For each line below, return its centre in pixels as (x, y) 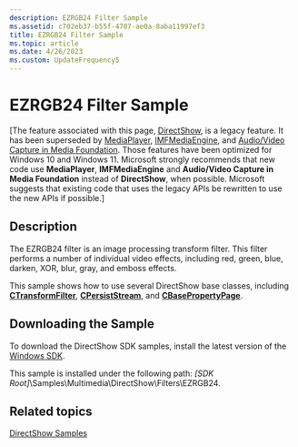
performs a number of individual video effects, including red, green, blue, (146, 258)
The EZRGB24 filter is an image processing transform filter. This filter (139, 249)
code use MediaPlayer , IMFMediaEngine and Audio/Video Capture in (142, 168)
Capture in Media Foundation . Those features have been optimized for (141, 149)
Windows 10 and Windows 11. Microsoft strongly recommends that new (142, 159)
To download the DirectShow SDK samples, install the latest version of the (148, 346)
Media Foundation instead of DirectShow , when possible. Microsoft (137, 178)
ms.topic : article (44, 43)
